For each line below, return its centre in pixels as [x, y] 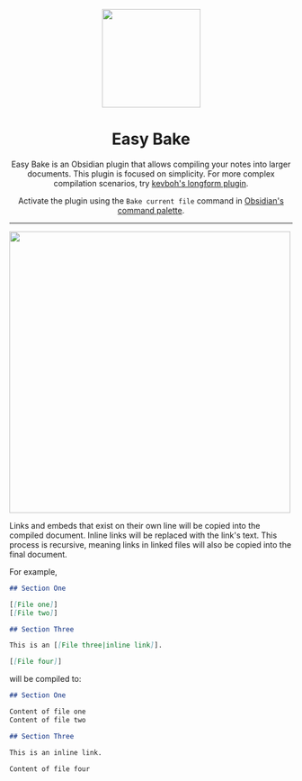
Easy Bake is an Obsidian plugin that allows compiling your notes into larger [151, 164]
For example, [34, 571]
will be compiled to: [45, 679]
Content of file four [50, 769]
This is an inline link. [56, 752]
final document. [38, 554]
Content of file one [48, 712]
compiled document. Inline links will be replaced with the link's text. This [143, 535]
